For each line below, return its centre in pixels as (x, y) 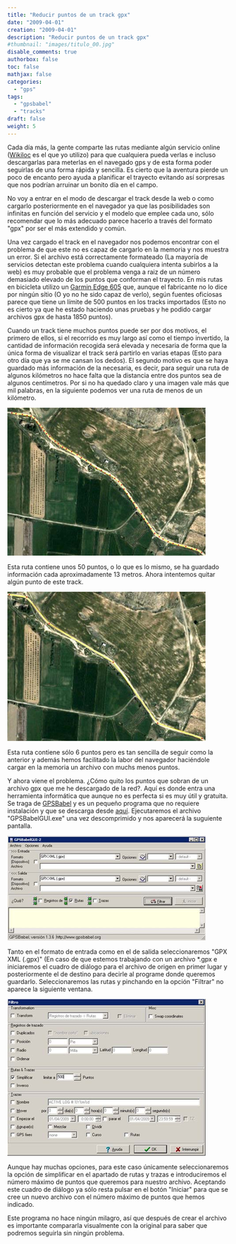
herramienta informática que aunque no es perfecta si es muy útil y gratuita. (118, 795)
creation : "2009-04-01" (42, 30)
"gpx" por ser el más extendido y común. (67, 228)
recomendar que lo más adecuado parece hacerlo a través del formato (110, 220)
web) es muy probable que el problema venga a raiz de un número (104, 272)
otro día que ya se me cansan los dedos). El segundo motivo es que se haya (118, 360)
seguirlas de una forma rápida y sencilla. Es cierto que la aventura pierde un (118, 170)
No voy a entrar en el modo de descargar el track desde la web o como (111, 198)
